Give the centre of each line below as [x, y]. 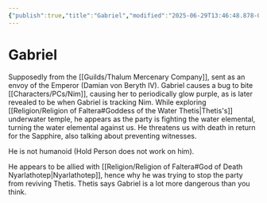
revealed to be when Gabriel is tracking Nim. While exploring [107, 102]
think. [17, 192]
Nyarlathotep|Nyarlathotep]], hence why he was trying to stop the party [126, 174]
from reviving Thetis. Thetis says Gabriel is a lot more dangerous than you [129, 183]
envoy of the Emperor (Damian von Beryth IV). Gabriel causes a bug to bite [131, 85]
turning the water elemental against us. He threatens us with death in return [132, 127]
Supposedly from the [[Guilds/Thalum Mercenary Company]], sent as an [127, 77]
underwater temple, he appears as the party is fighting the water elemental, [132, 119]
